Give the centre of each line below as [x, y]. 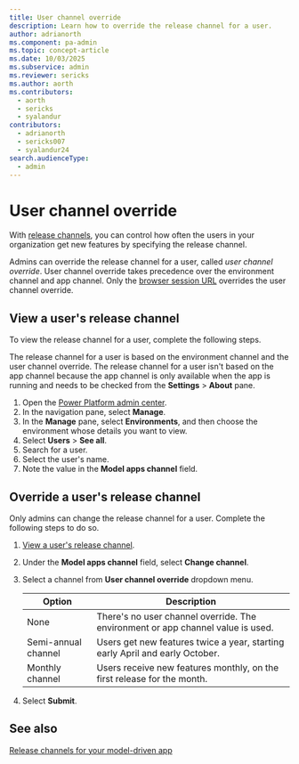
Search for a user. [55, 450]
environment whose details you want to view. [105, 431]
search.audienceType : [49, 158]
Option [58, 601]
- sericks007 [41, 142]
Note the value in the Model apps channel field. [110, 469]
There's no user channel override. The [176, 616]
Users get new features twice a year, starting [190, 642]
